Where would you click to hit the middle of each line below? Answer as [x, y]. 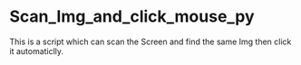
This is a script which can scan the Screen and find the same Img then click [150, 42]
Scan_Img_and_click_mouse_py [132, 17]
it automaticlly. [37, 51]
